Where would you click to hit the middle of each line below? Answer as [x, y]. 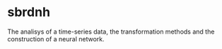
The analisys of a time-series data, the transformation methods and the [111, 31]
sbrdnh [29, 12]
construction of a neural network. [56, 38]
